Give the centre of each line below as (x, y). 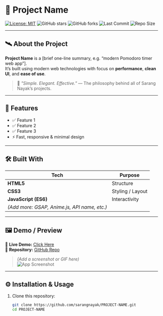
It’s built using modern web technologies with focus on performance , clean (81, 68)
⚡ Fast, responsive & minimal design (48, 137)
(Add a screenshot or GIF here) (48, 259)
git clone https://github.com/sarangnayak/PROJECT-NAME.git (74, 305)
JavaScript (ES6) (27, 199)
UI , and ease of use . (25, 74)
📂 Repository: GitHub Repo (32, 250)
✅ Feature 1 (24, 120)
